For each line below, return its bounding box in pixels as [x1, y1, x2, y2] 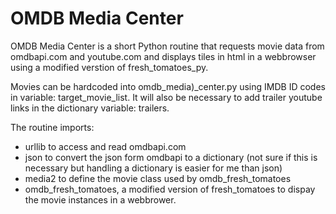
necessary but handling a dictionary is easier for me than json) [24, 162, 283, 174]
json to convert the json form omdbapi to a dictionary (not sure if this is [24, 151, 318, 163]
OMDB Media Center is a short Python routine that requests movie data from [10, 40, 325, 52]
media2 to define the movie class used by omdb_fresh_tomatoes [24, 172, 292, 184]
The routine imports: [10, 121, 95, 133]
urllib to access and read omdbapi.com [24, 140, 187, 152]
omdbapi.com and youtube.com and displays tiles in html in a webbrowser [10, 50, 317, 62]
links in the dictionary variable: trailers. [10, 102, 170, 114]
